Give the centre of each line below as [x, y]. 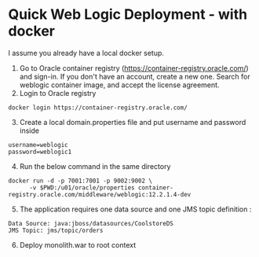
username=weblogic [38, 145]
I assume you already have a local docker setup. [86, 53]
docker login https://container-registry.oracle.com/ [98, 108]
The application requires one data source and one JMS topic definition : [135, 209]
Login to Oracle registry [58, 93]
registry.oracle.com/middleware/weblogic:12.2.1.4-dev [100, 194]
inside [29, 130]
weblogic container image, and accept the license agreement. [119, 85]
